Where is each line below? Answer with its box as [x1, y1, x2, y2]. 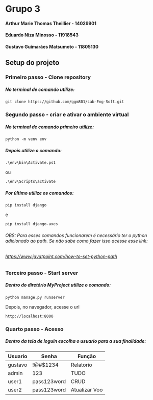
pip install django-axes [5, 222, 58, 227]
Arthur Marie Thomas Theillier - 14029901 [5, 20, 97, 26]
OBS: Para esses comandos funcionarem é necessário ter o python [5, 232, 147, 238]
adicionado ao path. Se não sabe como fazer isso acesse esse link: [5, 238, 148, 244]
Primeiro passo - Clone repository [5, 74, 91, 81]
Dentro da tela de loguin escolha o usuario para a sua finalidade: [5, 338, 146, 344]
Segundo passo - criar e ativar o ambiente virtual [5, 111, 129, 118]
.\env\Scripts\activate [5, 179, 56, 184]
